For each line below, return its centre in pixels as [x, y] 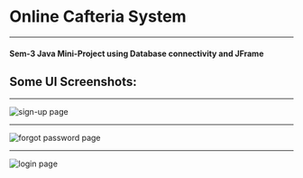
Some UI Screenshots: [73, 82]
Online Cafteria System [98, 17]
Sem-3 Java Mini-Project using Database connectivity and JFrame [137, 53]
